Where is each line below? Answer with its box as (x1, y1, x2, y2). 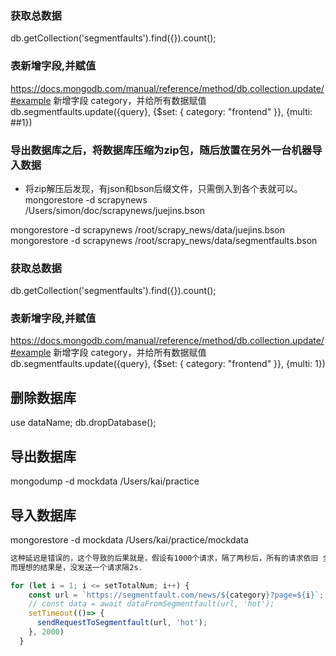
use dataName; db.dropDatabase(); (10, 417, 157, 429)
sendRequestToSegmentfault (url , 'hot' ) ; (36, 618, 208, 628)
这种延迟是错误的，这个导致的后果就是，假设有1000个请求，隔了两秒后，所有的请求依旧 (10, 553, 319, 563)
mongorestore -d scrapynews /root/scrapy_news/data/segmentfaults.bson (10, 234, 318, 246)
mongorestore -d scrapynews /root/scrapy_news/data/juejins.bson (10, 223, 286, 236)
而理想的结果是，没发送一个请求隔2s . (10, 562, 143, 572)
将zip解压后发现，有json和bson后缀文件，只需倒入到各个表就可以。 (24, 182, 303, 194)
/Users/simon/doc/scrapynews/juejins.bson (24, 204, 205, 216)
